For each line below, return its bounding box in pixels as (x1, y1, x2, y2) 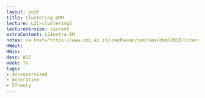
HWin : (6, 49, 20, 55)
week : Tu (6, 60, 29, 66)
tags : (6, 65, 20, 72)
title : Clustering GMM (6, 15, 64, 21)
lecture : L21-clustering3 (6, 20, 72, 26)
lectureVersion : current (6, 26, 70, 32)
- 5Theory (6, 83, 32, 89)
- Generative (6, 77, 40, 83)
